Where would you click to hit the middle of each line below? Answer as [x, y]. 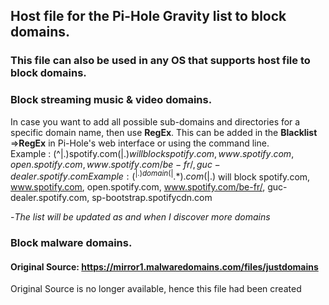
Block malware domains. [71, 243]
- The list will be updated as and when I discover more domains [140, 217]
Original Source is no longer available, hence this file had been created [156, 289]
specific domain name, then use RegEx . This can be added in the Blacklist [164, 132]
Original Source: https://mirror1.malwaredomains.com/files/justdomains [164, 266]
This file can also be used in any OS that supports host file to [160, 61]
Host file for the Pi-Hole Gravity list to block [148, 16]
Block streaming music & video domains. [111, 100]
